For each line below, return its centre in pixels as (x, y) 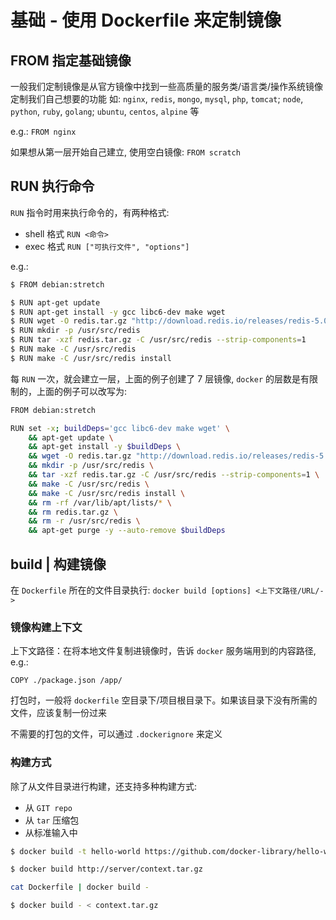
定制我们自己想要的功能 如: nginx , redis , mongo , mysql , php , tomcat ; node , (157, 99)
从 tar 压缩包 (52, 820)
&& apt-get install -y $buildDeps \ (105, 447)
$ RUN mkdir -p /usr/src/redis (75, 331)
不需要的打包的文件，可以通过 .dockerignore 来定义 (116, 734)
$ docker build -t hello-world (75, 851)
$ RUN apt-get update (55, 302)
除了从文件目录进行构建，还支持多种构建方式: (104, 786)
